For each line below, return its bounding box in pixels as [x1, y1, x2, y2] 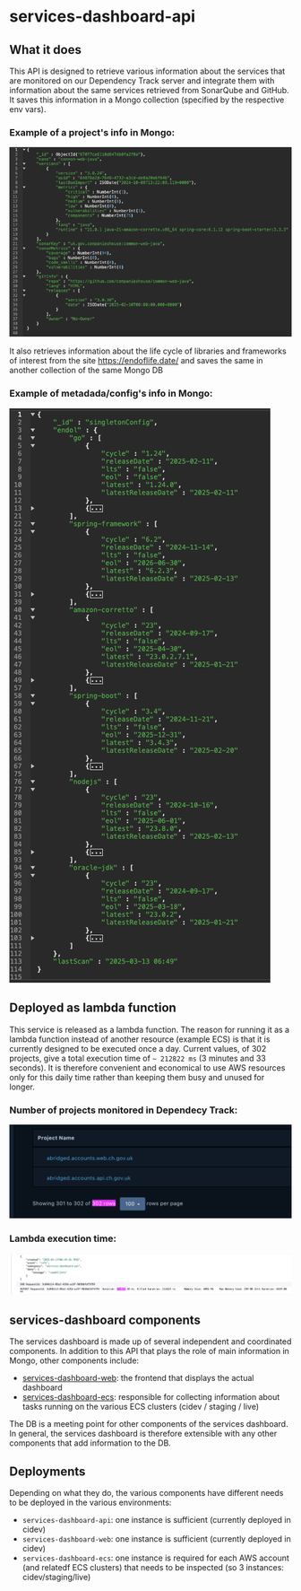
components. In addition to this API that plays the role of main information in [9, 1346, 289, 1357]
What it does [9, 42, 82, 57]
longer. [9, 1081, 36, 1092]
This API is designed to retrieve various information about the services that [9, 66, 286, 76]
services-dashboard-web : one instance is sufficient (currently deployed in [21, 1534, 291, 1544]
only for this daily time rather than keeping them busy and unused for [9, 1071, 265, 1082]
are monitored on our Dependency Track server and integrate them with [9, 75, 275, 86]
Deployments [9, 1464, 86, 1479]
